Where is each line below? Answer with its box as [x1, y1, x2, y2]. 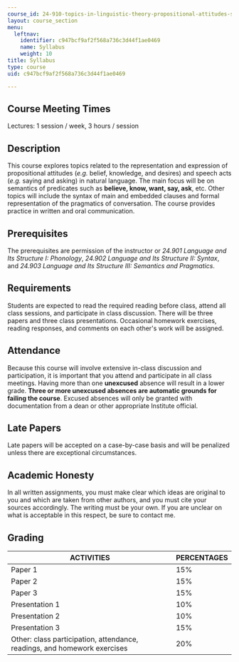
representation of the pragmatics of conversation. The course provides [7, 199, 216, 208]
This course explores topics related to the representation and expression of [7, 161, 228, 170]
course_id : [7, 10, 40, 18]
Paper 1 [11, 565, 38, 574]
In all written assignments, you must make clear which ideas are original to [7, 488, 225, 496]
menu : [7, 24, 23, 31]
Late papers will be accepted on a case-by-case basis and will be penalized [7, 441, 230, 449]
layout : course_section [7, 17, 78, 24]
